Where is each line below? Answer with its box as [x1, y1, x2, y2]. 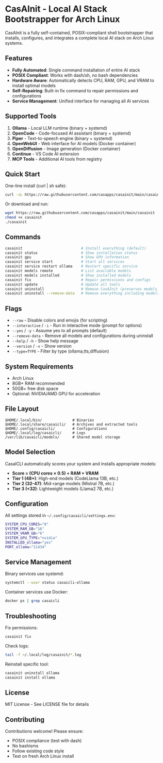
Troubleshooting [5, 612, 57, 620]
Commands [5, 233, 41, 241]
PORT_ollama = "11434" [5, 544, 47, 549]
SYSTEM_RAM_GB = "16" [5, 526, 45, 531]
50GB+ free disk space [12, 385, 59, 391]
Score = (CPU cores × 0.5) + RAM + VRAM [12, 470, 99, 476]
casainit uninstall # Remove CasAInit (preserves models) [5, 287, 160, 291]
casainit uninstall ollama [5, 670, 60, 676]
